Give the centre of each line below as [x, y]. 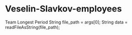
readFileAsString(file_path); [32, 27]
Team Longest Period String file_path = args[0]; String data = [66, 22]
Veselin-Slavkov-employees [64, 9]
